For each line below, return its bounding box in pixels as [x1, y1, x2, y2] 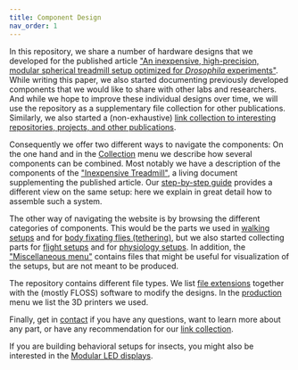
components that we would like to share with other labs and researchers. [9, 84, 277, 95]
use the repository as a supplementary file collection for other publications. [9, 103, 286, 113]
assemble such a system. [9, 195, 103, 206]
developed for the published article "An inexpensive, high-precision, [9, 55, 260, 66]
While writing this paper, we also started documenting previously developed [9, 74, 289, 85]
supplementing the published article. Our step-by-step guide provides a [9, 177, 273, 187]
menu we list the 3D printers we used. [9, 296, 149, 308]
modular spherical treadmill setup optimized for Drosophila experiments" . [9, 64, 278, 76]
